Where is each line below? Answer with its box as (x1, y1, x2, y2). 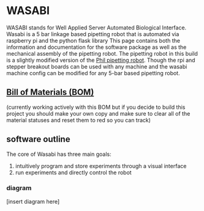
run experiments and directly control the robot (15, 169, 132, 176)
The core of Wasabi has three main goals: (6, 150, 111, 158)
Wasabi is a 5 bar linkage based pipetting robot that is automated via (6, 30, 179, 37)
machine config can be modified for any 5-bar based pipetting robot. (6, 69, 180, 76)
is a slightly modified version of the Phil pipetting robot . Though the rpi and (6, 56, 195, 64)
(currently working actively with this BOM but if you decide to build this (6, 103, 186, 111)
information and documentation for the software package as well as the (6, 43, 187, 51)
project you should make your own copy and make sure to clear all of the (6, 109, 191, 117)
